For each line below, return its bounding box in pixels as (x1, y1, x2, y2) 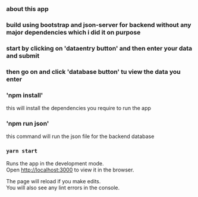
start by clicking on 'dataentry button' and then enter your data (6, 44, 193, 52)
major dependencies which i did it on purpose (6, 28, 141, 36)
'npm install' (6, 91, 43, 99)
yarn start (6, 148, 37, 155)
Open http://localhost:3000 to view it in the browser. (6, 166, 134, 173)
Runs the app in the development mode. (6, 160, 104, 167)
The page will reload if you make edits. (6, 177, 101, 185)
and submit (6, 51, 40, 60)
